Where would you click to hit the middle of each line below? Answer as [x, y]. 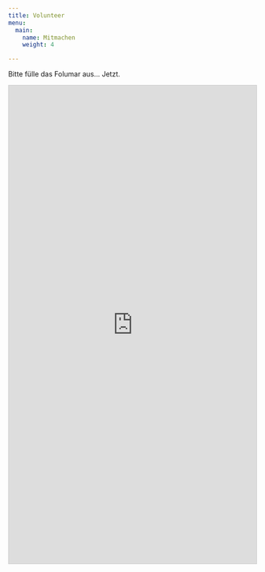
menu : [17, 23]
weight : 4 [39, 45]
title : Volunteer [37, 15]
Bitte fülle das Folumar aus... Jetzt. [64, 74]
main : [24, 30]
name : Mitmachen [49, 37]
